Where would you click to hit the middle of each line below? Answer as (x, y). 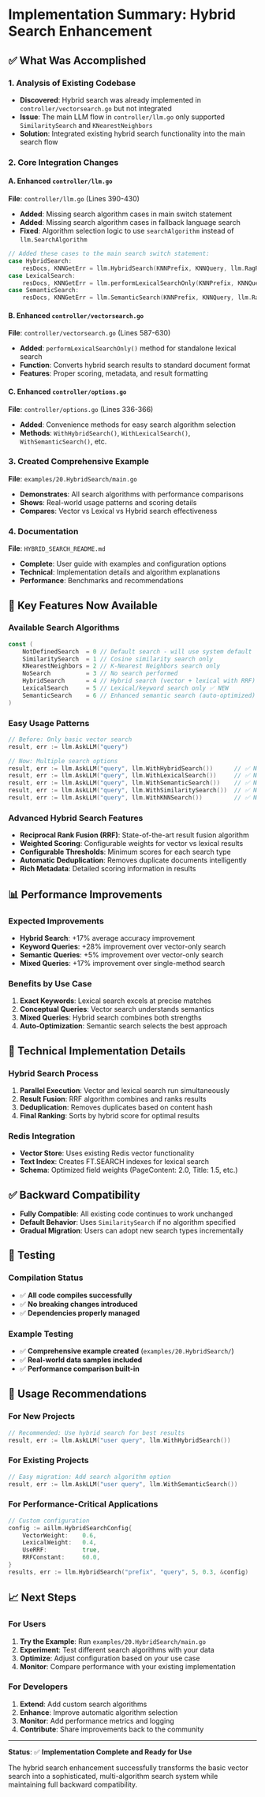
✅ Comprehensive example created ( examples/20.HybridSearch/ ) (127, 1351)
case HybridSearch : (40, 261)
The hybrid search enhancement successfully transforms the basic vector (128, 1767)
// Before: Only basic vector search (70, 739)
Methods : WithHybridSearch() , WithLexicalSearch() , (105, 432)
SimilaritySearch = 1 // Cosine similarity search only (118, 659)
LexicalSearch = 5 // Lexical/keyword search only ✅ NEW (125, 688)
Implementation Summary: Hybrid (122, 15)
